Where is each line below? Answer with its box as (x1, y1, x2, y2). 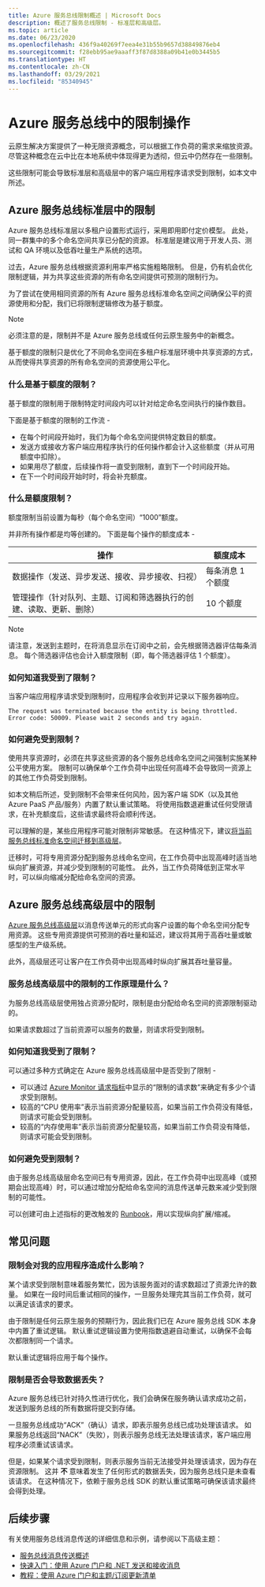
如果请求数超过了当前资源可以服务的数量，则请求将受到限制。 (8, 1025, 209, 1034)
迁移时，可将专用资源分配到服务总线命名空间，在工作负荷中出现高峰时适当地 (8, 853, 257, 862)
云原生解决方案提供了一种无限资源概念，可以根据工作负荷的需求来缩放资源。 (8, 141, 257, 151)
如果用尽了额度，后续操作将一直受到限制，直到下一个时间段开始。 (19, 461, 234, 471)
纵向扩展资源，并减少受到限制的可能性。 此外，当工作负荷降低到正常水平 (8, 863, 245, 872)
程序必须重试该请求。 (8, 1440, 77, 1450)
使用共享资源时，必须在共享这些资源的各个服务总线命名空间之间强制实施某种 (8, 753, 257, 763)
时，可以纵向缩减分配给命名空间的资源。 (8, 872, 140, 882)
